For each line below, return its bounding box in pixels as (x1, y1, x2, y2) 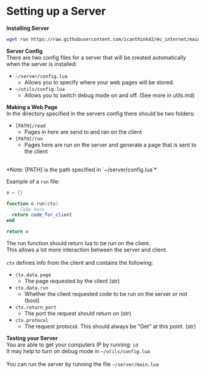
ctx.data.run (15, 285, 49, 291)
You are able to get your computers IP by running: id (6, 341, 138, 348)
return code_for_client (12, 212, 72, 218)
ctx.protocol (15, 317, 49, 324)
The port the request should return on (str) (24, 310, 132, 317)
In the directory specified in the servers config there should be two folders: (6, 110, 195, 117)
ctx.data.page (15, 272, 51, 278)
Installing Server (6, 24, 49, 32)
